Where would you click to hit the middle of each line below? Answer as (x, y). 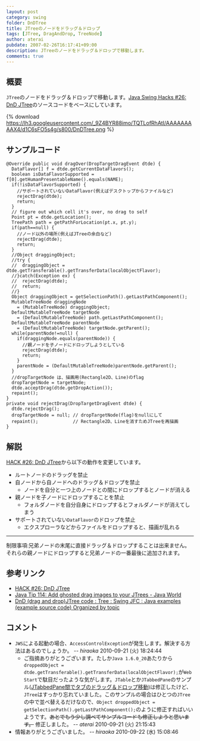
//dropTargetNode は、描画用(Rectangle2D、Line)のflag (78, 378)
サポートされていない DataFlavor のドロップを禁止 (75, 520)
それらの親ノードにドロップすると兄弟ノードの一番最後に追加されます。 (95, 553)
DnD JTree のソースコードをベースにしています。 (65, 105)
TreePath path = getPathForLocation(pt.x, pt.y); (74, 223)
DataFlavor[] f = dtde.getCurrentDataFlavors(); (73, 169)
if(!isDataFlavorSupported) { (49, 185)
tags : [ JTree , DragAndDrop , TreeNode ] (54, 34)
